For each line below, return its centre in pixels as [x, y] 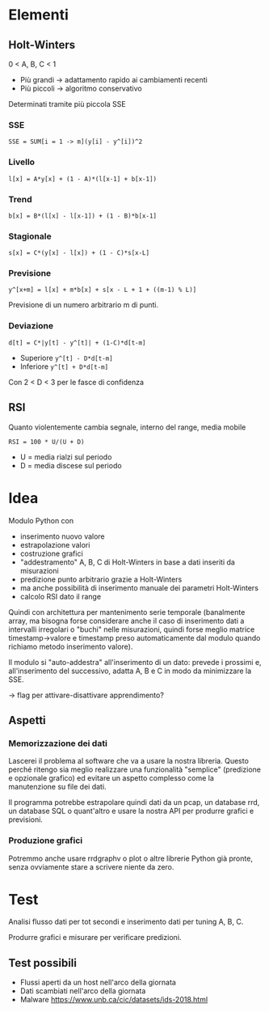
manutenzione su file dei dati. [57, 787]
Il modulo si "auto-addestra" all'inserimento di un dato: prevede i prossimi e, [135, 662]
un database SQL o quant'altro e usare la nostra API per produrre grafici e [131, 811]
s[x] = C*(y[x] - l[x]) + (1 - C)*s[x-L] [79, 253]
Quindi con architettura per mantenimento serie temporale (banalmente [127, 612]
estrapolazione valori [55, 544]
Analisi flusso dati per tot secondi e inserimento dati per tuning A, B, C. [126, 922]
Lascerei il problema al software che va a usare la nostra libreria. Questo [128, 761]
